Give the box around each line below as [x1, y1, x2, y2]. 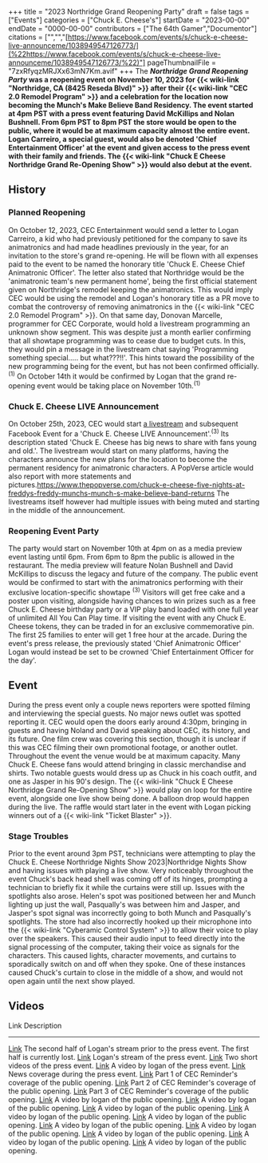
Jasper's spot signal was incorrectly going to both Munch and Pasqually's [8, 908, 251, 918]
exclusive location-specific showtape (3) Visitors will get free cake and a [8, 586, 246, 597]
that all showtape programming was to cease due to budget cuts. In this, [8, 335, 246, 345]
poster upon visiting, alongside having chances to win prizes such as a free [8, 596, 256, 605]
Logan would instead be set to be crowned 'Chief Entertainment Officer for [8, 647, 254, 656]
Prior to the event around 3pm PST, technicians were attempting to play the [8, 848, 256, 859]
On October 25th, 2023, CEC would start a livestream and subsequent [8, 419, 238, 429]
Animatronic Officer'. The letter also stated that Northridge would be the [8, 267, 245, 277]
